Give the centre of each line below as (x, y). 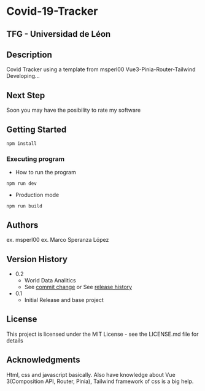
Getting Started (37, 129)
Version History (37, 259)
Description (29, 54)
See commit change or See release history (78, 287)
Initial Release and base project (64, 300)
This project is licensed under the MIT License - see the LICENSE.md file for (102, 334)
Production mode (37, 195)
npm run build (25, 206)
